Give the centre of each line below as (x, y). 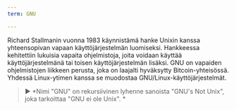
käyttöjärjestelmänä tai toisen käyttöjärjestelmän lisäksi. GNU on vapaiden (114, 62)
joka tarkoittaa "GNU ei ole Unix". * (75, 99)
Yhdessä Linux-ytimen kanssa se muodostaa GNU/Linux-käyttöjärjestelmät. (117, 78)
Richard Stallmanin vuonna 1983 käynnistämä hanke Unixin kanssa (104, 40)
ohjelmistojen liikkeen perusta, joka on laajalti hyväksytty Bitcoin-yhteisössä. (118, 70)
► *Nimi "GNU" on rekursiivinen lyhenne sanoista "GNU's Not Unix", (124, 91)
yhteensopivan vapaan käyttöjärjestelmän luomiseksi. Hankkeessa (104, 47)
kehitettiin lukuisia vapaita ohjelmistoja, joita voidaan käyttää (95, 55)
